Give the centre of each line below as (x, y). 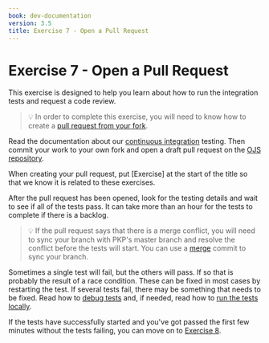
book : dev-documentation (50, 16)
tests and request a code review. (62, 101)
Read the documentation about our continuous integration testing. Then (127, 141)
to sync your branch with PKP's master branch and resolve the (131, 240)
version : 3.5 (30, 23)
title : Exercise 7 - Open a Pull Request (79, 31)
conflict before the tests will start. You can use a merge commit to (137, 248)
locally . (20, 307)
